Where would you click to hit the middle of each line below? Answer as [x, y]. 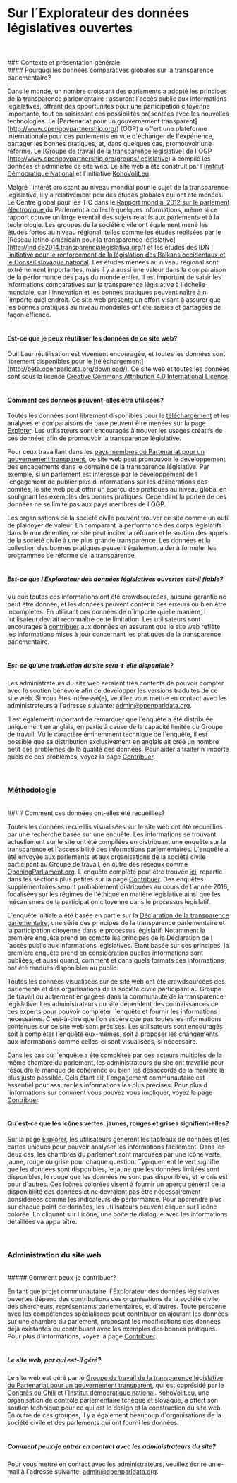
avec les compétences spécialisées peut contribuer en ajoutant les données [118, 1314]
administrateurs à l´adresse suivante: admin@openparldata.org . [99, 706]
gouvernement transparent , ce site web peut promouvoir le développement [116, 459]
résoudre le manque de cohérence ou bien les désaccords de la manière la [116, 1070]
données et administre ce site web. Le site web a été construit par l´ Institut [116, 166]
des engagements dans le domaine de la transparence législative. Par [108, 467]
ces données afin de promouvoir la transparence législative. [95, 438]
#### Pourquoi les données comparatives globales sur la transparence [110, 70]
